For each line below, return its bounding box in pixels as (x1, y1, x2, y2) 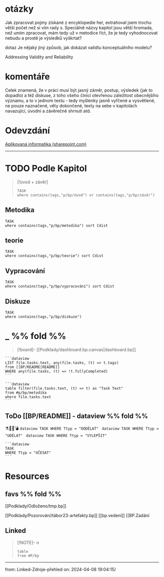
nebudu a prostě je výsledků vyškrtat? (5, 35, 82, 41)
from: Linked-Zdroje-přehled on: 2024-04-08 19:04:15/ (5, 566, 116, 572)
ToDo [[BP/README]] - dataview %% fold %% (5, 412, 148, 420)
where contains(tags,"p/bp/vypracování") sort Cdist (5, 284, 115, 289)
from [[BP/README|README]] (5, 364, 60, 369)
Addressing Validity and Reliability (5, 54, 73, 60)
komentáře (5, 71, 50, 82)
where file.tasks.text (5, 394, 51, 399)
